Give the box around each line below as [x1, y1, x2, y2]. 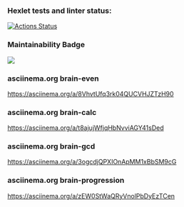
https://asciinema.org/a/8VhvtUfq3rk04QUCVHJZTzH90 [7, 89, 174, 98]
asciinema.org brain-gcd [7, 141, 96, 151]
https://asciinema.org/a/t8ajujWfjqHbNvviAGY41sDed [7, 123, 164, 132]
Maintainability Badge [7, 40, 86, 50]
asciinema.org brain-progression [7, 176, 125, 186]
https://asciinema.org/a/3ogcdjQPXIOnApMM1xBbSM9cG [7, 158, 177, 166]
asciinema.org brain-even [7, 74, 99, 84]
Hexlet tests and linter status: [7, 6, 112, 16]
